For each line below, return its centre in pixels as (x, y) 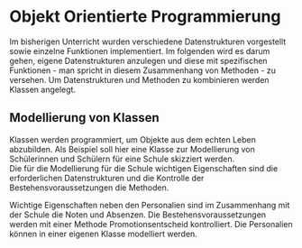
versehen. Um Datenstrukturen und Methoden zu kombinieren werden (139, 79)
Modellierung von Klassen (84, 118)
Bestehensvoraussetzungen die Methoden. (89, 188)
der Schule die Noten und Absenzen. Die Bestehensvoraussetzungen (138, 215)
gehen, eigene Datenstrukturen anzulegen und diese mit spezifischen (138, 60)
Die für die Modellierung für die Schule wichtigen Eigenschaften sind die (144, 168)
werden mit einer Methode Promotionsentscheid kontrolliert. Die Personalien (151, 224)
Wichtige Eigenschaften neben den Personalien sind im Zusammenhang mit (150, 205)
